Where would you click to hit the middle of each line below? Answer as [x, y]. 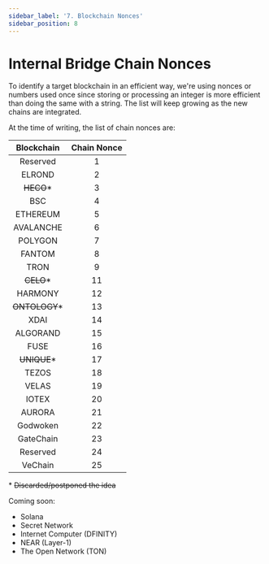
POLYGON [38, 241]
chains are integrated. [45, 112]
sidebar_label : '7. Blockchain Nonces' [76, 16]
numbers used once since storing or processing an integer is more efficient [134, 95]
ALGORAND [38, 333]
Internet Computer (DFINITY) [69, 534]
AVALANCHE [38, 228]
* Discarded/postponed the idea [62, 485]
